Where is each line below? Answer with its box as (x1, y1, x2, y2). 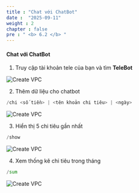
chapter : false (6, 26, 48, 32)
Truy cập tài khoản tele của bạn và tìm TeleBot (15, 64, 133, 71)
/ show (6, 134, 20, 140)
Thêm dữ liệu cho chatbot (15, 88, 80, 95)
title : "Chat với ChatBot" (6, 9, 78, 15)
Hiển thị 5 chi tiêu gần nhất (15, 123, 83, 130)
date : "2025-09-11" (6, 15, 62, 21)
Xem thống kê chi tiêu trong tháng (15, 157, 101, 165)
